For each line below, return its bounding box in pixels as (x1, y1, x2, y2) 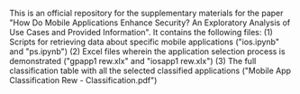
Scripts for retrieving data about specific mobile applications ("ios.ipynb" (9, 36, 279, 47)
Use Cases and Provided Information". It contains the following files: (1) (9, 27, 273, 37)
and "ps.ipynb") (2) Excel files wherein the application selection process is (9, 46, 286, 57)
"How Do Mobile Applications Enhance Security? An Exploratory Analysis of (9, 17, 291, 28)
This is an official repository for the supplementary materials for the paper (9, 8, 284, 18)
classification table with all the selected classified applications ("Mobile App (9, 65, 291, 76)
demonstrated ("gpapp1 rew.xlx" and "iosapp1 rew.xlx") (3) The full (9, 56, 257, 66)
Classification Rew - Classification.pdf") (9, 75, 158, 85)
